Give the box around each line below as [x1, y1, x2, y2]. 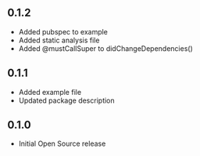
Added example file [18, 87, 82, 96]
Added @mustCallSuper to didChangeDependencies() [18, 43, 193, 53]
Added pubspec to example [18, 27, 109, 36]
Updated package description [18, 96, 115, 105]
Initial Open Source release [18, 139, 106, 148]
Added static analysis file [18, 35, 100, 45]
